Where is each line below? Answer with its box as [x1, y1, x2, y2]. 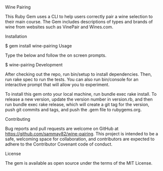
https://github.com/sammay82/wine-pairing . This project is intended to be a [5, 131, 158, 136]
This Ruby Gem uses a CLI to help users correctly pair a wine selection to [5, 14, 153, 19]
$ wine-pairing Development [5, 62, 63, 67]
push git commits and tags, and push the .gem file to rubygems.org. [5, 107, 142, 112]
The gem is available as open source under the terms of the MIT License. [5, 160, 153, 166]
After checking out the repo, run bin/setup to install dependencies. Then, [5, 71, 152, 77]
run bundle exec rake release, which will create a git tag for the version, [5, 102, 149, 107]
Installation [5, 34, 27, 39]
